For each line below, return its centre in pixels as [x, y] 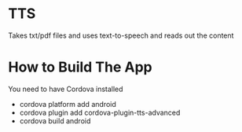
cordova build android [55, 121]
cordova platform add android [68, 104]
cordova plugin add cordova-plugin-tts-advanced [100, 112]
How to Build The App [80, 67]
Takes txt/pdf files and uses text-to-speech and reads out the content [121, 35]
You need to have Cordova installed [66, 89]
